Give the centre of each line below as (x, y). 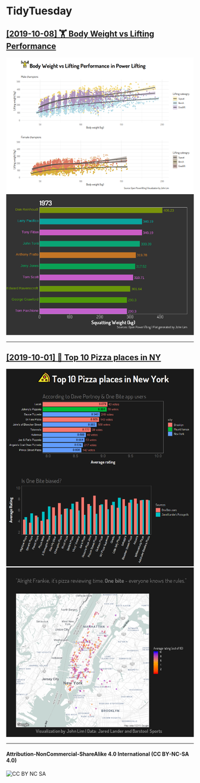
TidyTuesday (39, 11)
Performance (31, 46)
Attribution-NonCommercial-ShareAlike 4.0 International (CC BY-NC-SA (98, 754)
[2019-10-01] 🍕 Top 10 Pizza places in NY (84, 357)
